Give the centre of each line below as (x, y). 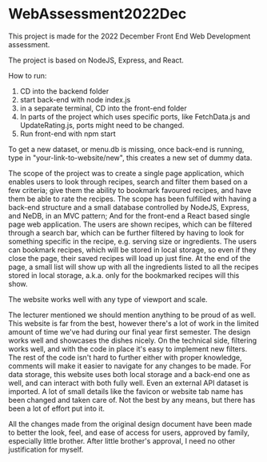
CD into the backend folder (64, 91)
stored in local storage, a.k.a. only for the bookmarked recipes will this (124, 275)
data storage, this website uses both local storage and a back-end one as (129, 374)
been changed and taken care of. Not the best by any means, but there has (132, 400)
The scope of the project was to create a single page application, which (126, 173)
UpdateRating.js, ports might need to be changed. (102, 125)
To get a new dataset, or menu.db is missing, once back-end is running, (126, 149)
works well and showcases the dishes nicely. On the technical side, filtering (133, 340)
